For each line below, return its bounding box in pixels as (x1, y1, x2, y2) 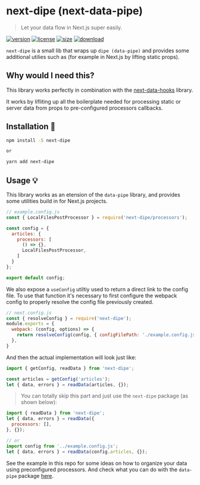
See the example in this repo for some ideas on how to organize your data (6, 459, 187, 467)
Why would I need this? (6, 70, 95, 81)
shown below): (20, 399, 58, 406)
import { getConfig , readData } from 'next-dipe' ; (6, 365, 135, 371)
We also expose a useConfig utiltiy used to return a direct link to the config (6, 285, 189, 293)
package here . (18, 472, 54, 479)
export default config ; (6, 275, 65, 281)
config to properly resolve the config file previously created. (6, 298, 154, 305)
